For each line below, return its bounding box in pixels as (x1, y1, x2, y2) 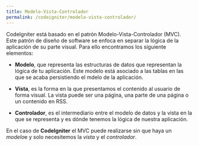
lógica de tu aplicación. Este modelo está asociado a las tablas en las (14, 67, 184, 74)
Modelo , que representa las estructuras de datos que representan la (14, 61, 182, 68)
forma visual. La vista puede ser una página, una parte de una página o (14, 91, 189, 99)
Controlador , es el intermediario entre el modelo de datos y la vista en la (14, 109, 193, 116)
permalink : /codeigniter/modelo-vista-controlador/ (6, 14, 136, 20)
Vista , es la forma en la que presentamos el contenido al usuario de (14, 85, 181, 92)
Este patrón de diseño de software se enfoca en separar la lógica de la (6, 37, 179, 44)
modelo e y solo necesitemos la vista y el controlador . (6, 133, 137, 140)
